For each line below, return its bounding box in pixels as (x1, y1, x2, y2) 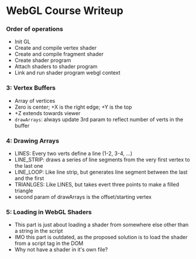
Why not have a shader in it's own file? (14, 246, 108, 253)
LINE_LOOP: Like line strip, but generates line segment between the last (14, 168, 188, 176)
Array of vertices (14, 97, 56, 104)
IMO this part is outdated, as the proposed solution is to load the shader (14, 234, 188, 241)
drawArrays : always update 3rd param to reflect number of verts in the (14, 116, 183, 123)
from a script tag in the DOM (14, 240, 84, 247)
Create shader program (14, 57, 71, 64)
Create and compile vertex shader (14, 44, 97, 51)
